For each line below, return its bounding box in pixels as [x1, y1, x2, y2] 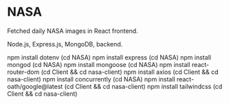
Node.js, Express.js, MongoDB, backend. [7, 40, 123, 48]
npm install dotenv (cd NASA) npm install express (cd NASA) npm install [7, 53, 212, 62]
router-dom [7, 68, 40, 76]
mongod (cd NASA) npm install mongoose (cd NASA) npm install [7, 60, 190, 68]
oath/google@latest [7, 82, 63, 90]
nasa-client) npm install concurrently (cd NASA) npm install [7, 75, 175, 83]
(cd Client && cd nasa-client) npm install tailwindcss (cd [64, 82, 223, 90]
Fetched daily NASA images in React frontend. [7, 27, 139, 35]
